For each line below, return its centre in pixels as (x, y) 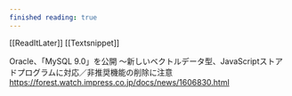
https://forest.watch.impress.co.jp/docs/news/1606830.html (119, 82)
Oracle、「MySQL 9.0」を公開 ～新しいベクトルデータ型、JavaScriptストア (146, 61)
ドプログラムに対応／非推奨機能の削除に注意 (91, 72)
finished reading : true (53, 17)
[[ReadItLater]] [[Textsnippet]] (65, 43)
